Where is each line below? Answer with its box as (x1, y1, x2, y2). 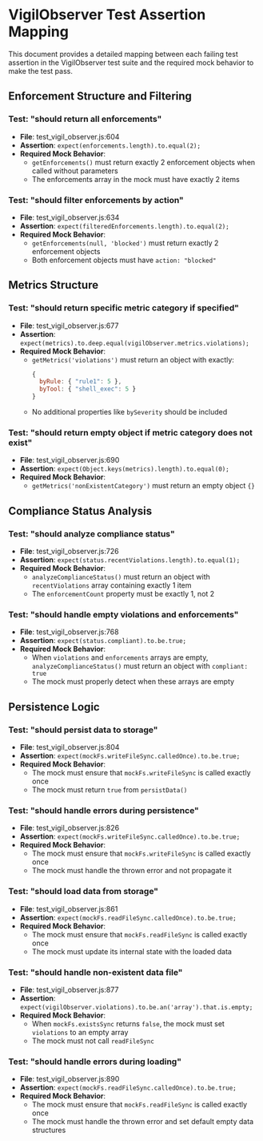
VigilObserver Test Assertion (8, 6, 206, 24)
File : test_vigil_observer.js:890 (19, 1074, 120, 1084)
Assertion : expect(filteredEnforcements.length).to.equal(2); (19, 221, 229, 230)
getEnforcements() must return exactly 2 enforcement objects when (31, 157, 256, 167)
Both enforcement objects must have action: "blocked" (31, 255, 217, 265)
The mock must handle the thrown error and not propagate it (31, 866, 232, 876)
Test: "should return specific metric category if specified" (8, 302, 240, 314)
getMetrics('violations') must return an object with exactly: (31, 354, 234, 364)
